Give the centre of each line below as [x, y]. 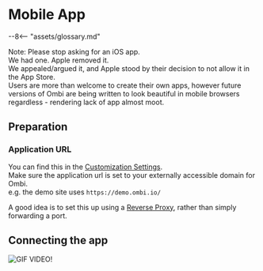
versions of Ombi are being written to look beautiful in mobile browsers [124, 93]
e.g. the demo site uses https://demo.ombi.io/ [84, 192]
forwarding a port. [38, 216]
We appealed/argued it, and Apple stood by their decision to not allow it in [129, 68]
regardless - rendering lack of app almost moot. [86, 102]
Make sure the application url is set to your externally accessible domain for [132, 175]
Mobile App [47, 15]
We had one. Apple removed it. [59, 60]
